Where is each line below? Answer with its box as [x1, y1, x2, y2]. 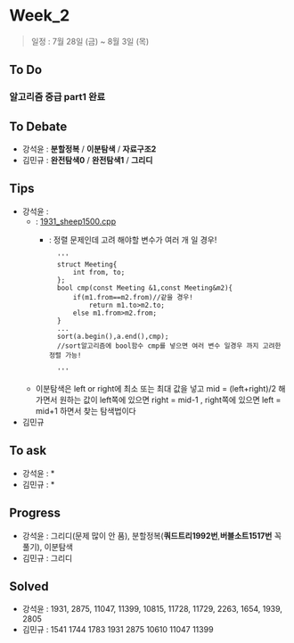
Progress [9, 506, 61, 521]
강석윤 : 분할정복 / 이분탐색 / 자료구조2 [21, 144, 157, 154]
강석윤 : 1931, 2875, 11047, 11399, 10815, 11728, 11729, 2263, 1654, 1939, [21, 604, 283, 614]
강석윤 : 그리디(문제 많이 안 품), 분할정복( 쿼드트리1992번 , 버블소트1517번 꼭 [21, 530, 282, 540]
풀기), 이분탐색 [21, 541, 74, 552]
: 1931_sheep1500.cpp [35, 216, 117, 227]
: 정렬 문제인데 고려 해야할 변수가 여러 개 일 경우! [48, 234, 217, 245]
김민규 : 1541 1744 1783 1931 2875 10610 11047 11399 [21, 624, 214, 635]
